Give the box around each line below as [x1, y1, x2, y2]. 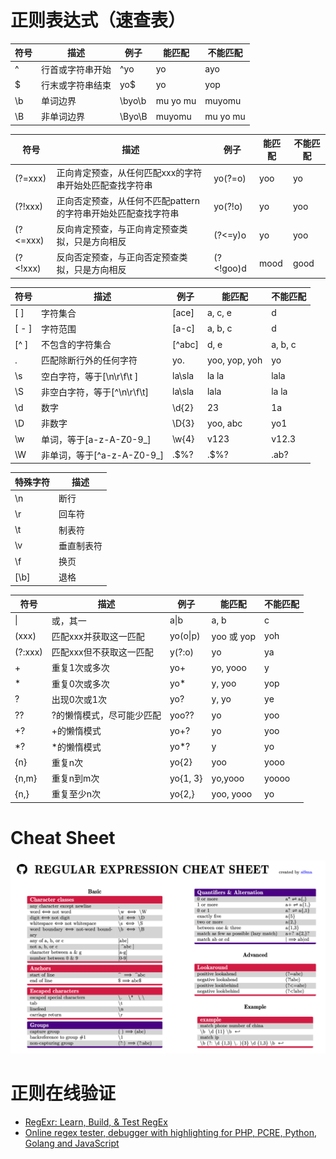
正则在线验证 [10, 1082, 117, 1105]
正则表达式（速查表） [10, 9, 187, 32]
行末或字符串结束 [41, 79, 112, 91]
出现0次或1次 [51, 693, 107, 705]
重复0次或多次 [51, 677, 110, 690]
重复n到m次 [51, 772, 100, 785]
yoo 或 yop [211, 630, 257, 642]
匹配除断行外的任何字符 [41, 354, 138, 366]
